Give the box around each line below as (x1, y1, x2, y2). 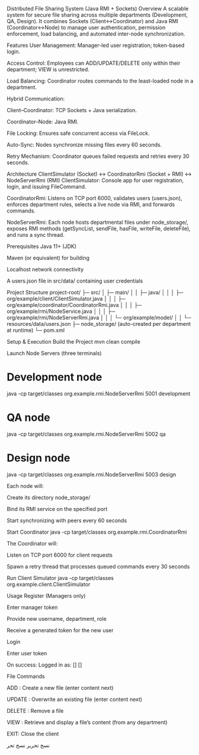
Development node (7, 370, 102, 384)
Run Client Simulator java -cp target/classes (7, 574, 114, 581)
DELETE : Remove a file (7, 707, 64, 714)
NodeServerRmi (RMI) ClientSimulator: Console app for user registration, (7, 177, 184, 183)
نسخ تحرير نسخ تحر (7, 741, 50, 748)
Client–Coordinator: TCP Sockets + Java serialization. (7, 107, 137, 113)
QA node (7, 411, 51, 424)
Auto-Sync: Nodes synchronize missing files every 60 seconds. (7, 141, 162, 148)
